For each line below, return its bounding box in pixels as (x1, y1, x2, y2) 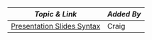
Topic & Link (34, 9, 77, 19)
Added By (107, 9, 141, 19)
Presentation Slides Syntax (11, 21, 101, 31)
